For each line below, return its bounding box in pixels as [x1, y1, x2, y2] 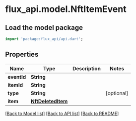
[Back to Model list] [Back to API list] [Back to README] [5, 111, 119, 117]
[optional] [105, 90, 129, 97]
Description [72, 65, 101, 72]
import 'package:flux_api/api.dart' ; [5, 36, 83, 41]
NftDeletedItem [30, 98, 68, 105]
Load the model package [5, 23, 83, 32]
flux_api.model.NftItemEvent [5, 3, 127, 15]
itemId [7, 81, 23, 88]
